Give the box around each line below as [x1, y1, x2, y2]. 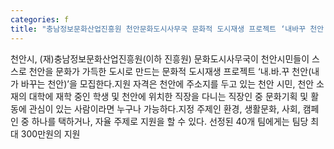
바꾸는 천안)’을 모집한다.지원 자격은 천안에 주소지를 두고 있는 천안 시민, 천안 [20, 77, 315, 90]
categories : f [10, 14, 70, 25]
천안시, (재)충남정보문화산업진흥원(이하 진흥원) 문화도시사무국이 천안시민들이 [10, 52, 310, 65]
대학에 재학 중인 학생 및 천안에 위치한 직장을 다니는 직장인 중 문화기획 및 [28, 90, 309, 102]
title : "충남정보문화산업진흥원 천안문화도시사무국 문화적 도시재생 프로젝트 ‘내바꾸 [10, 24, 307, 34]
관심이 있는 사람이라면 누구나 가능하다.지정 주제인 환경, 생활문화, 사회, [28, 102, 301, 115]
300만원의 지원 [20, 127, 81, 140]
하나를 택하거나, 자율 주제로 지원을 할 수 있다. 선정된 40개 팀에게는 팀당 [31, 115, 309, 127]
